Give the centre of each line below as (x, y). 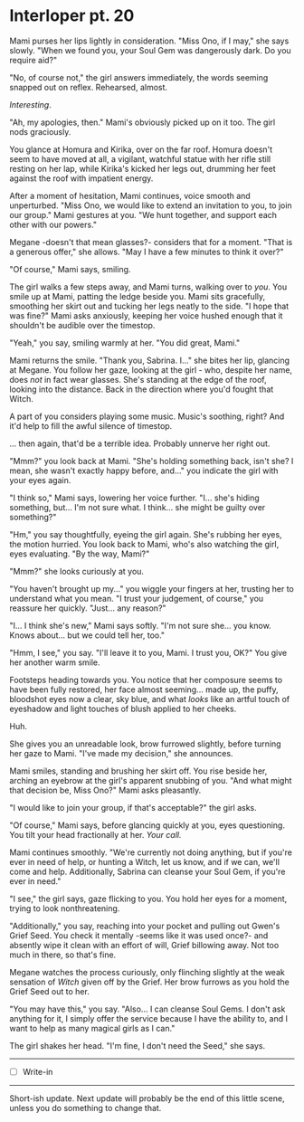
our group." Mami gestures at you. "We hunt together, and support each (143, 214)
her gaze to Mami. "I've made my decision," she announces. (121, 753)
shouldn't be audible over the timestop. (82, 325)
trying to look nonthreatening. (65, 908)
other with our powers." (53, 224)
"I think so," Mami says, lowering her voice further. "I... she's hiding (134, 498)
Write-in (38, 1071)
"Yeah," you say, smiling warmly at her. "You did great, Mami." (125, 342)
